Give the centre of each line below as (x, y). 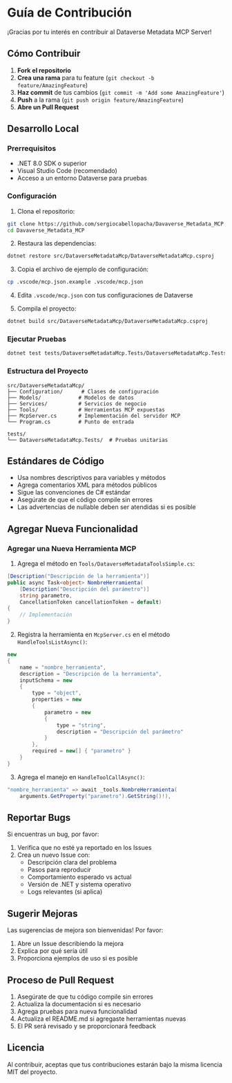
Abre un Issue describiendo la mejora (70, 944)
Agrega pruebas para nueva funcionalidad (77, 1012)
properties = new (57, 700)
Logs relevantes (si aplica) (65, 892)
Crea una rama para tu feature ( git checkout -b (86, 77)
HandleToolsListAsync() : (52, 642)
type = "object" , (57, 693)
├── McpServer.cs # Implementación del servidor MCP (94, 416)
